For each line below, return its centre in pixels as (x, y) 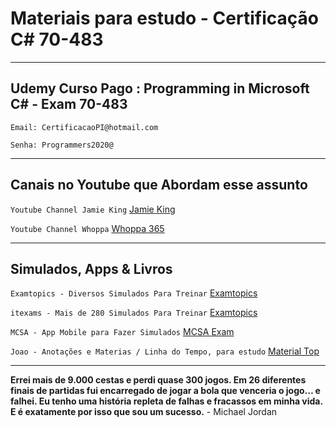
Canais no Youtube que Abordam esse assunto (159, 185)
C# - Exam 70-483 (69, 104)
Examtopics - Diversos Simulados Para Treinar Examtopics (134, 293)
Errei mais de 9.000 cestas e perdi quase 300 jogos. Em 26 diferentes (158, 380)
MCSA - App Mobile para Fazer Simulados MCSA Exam (122, 332)
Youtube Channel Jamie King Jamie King (93, 209)
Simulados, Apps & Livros (91, 268)
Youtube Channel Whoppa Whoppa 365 (87, 228)
